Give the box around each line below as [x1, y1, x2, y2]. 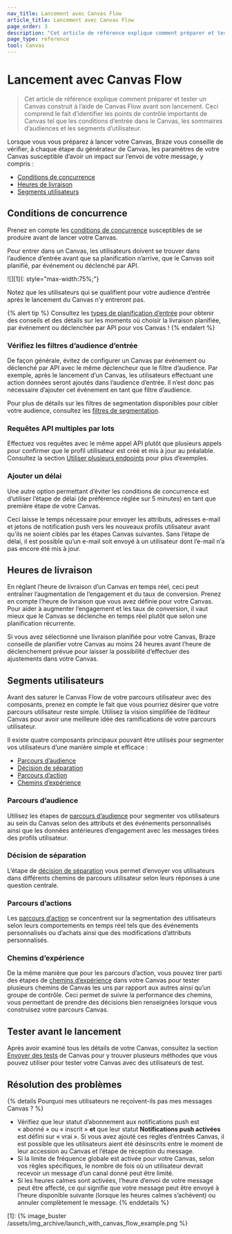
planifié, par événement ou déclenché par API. [7, 261, 139, 269]
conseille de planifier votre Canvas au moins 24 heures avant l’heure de [7, 640, 211, 648]
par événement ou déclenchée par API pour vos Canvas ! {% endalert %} [7, 323, 215, 331]
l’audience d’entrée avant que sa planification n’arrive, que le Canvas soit [7, 253, 215, 262]
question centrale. [7, 881, 59, 889]
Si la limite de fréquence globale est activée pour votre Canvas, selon [17, 1155, 215, 1163]
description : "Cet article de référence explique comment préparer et [7, 29, 215, 37]
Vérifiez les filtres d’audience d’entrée [7, 340, 138, 350]
